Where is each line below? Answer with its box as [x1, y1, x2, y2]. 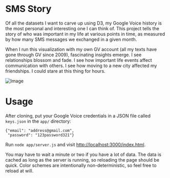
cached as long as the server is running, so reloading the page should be [5, 157, 160, 163]
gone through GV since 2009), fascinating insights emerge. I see [5, 52, 142, 58]
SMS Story [5, 3, 52, 15]
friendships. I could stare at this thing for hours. [5, 68, 106, 74]
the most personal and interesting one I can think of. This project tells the [5, 25, 160, 31]
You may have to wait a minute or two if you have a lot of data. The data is [5, 151, 161, 158]
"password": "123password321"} [7, 132, 74, 138]
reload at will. [5, 167, 34, 174]
